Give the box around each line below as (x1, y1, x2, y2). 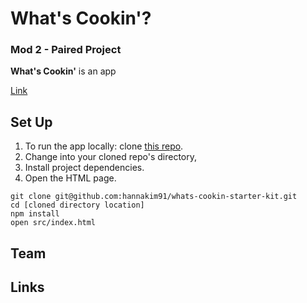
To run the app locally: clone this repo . (24, 140, 184, 152)
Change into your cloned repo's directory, (24, 151, 198, 163)
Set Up (10, 113, 53, 131)
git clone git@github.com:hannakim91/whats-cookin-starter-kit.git (10, 192, 298, 202)
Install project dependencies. (24, 162, 145, 174)
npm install (10, 209, 60, 219)
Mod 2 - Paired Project (10, 43, 122, 57)
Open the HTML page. (24, 172, 117, 184)
